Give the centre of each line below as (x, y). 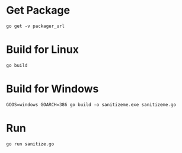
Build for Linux (42, 50)
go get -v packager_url (36, 26)
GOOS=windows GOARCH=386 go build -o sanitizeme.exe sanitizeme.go (91, 104)
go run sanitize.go (30, 144)
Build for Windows (52, 89)
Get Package (38, 10)
